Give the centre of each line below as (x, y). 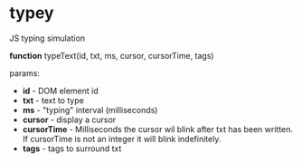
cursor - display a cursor (69, 120)
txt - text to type (53, 100)
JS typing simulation (47, 38)
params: (25, 73)
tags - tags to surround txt (72, 149)
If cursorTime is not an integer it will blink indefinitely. (122, 139)
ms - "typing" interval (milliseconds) (90, 110)
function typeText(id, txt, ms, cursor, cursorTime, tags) (112, 55)
